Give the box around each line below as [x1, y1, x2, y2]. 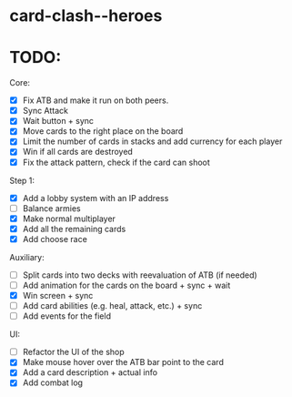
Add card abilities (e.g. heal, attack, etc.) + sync [22, 300, 203, 311]
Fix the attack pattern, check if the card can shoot [22, 157, 211, 168]
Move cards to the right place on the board [22, 126, 184, 137]
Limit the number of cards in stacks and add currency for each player [22, 136, 283, 147]
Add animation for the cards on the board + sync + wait [22, 280, 231, 290]
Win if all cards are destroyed [22, 147, 134, 158]
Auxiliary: [9, 251, 45, 262]
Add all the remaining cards [22, 223, 126, 234]
